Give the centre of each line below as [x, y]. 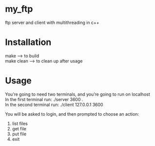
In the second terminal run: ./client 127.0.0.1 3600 [54, 104]
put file [19, 134]
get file [19, 128]
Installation [28, 42]
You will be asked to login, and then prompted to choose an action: [72, 114]
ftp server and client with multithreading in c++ [52, 22]
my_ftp [19, 9]
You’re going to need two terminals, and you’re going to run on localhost [77, 94]
